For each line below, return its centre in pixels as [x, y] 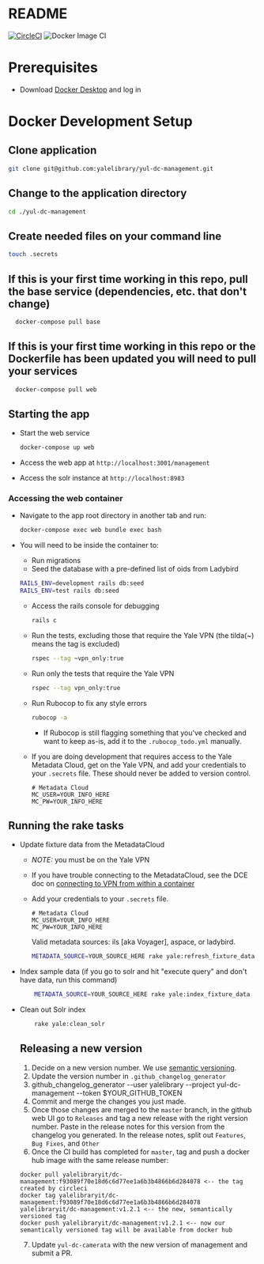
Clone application [53, 151]
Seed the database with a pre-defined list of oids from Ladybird [135, 569]
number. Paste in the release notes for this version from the [128, 1126]
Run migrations [56, 560]
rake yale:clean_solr [70, 1024]
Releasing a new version [81, 1049]
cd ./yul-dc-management [47, 211]
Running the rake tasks [66, 826]
